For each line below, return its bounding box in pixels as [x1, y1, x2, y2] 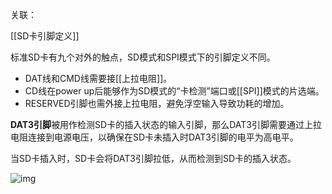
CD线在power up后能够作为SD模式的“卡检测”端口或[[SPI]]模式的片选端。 [24, 85, 325, 97]
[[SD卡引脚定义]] [10, 30, 80, 42]
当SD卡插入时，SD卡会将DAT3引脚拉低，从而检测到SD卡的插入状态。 [10, 153, 297, 164]
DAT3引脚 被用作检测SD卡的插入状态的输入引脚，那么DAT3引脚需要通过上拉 [10, 119, 322, 130]
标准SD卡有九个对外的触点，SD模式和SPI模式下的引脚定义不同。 [10, 51, 276, 63]
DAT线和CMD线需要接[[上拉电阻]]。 [24, 73, 173, 84]
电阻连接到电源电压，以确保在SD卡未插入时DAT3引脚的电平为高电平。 [10, 131, 299, 143]
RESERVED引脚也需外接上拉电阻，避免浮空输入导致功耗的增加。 [24, 98, 290, 109]
